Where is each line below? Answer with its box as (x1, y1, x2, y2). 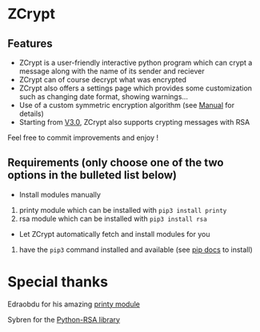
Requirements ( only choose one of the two (7, 156, 224, 170)
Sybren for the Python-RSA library (7, 314, 121, 324)
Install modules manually (18, 190, 102, 199)
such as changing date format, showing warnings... (18, 92, 189, 101)
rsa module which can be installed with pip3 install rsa (18, 214, 207, 223)
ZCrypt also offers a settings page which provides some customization (18, 83, 253, 93)
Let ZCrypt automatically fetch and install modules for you (18, 229, 210, 238)
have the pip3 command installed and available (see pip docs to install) (18, 245, 253, 254)
